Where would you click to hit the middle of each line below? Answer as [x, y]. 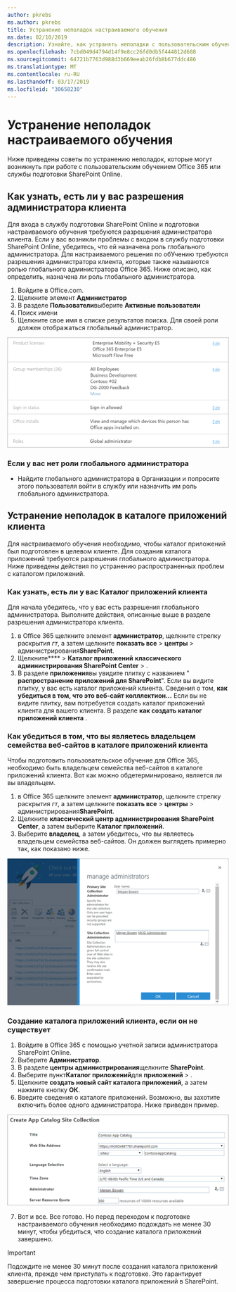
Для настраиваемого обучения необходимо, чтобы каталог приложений [117, 544]
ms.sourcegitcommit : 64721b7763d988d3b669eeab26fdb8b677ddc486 [102, 60]
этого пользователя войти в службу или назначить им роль [107, 486]
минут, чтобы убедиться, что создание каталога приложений [109, 1231]
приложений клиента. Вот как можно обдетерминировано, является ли [115, 775]
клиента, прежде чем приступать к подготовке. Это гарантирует [105, 1274]
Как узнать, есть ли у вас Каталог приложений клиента [108, 591]
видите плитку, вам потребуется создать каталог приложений [111, 703]
